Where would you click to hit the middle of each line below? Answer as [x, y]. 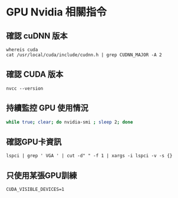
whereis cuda [22, 50]
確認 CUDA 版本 [35, 74]
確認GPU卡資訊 [34, 142]
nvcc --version [25, 88]
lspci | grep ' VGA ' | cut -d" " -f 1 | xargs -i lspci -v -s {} [89, 156]
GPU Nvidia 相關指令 [57, 12]
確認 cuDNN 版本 [37, 36]
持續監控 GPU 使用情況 [47, 108]
